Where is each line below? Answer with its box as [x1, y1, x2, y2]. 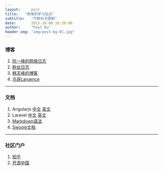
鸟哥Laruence [12, 76, 40, 82]
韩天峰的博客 [12, 71, 38, 76]
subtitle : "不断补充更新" [5, 16, 57, 21]
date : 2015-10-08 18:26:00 [5, 20, 73, 26]
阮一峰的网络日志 [12, 58, 47, 64]
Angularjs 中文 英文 [12, 106, 51, 112]
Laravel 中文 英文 [12, 112, 47, 118]
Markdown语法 [12, 118, 42, 124]
